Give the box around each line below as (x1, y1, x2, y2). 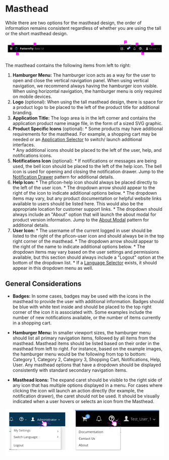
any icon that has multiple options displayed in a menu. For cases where (12, 382, 163, 388)
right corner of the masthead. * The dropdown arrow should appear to (12, 238, 159, 245)
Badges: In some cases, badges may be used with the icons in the (12, 293, 151, 299)
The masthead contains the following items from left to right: (5, 63, 131, 69)
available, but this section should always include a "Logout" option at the (12, 254, 164, 260)
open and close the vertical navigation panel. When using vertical (12, 78, 149, 84)
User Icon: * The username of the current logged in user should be (12, 227, 152, 234)
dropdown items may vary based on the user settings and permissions (12, 249, 159, 255)
